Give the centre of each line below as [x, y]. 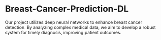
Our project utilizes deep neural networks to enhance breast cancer [74, 22]
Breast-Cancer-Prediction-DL [67, 9]
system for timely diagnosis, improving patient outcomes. [63, 32]
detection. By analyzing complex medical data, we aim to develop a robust [80, 27]
